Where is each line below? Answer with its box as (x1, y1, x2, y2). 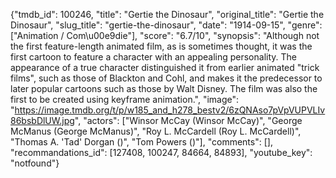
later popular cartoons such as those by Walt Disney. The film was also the (10, 83, 318, 94)
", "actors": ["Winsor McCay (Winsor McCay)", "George (74, 115, 303, 126)
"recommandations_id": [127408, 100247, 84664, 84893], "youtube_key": (10, 147, 313, 158)
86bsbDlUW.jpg (10, 115, 75, 126)
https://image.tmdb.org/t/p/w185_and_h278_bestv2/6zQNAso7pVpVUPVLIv (14, 104, 326, 116)
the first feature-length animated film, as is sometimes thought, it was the (10, 40, 313, 52)
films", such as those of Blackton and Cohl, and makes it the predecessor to (10, 72, 323, 84)
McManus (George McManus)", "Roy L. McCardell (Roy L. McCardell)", (10, 125, 302, 137)
